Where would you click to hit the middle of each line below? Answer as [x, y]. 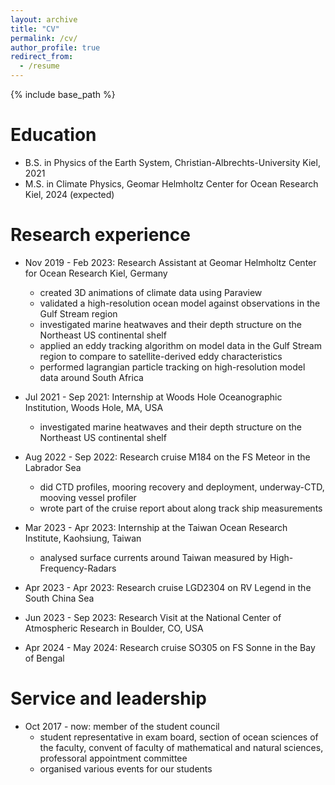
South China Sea [59, 598]
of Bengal [44, 658]
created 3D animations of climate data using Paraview [151, 292]
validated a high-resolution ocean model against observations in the [180, 303]
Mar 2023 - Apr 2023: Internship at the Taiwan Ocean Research [156, 527]
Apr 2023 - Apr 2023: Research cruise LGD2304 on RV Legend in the [168, 587]
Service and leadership [108, 698]
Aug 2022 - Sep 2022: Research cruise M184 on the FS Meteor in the [167, 457]
